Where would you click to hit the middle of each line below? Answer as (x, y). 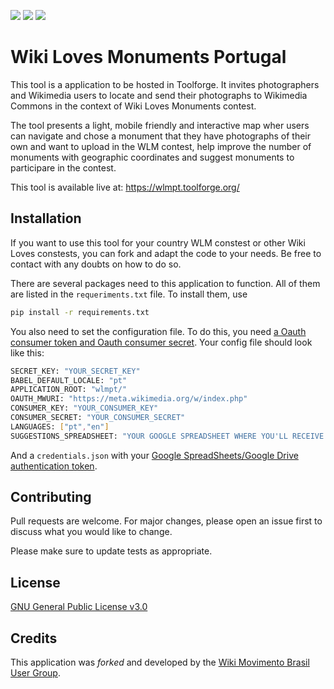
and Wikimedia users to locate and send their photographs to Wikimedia (159, 95)
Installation (46, 218)
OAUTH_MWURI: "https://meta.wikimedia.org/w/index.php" (129, 399)
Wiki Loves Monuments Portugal (148, 57)
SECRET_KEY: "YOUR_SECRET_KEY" (75, 371)
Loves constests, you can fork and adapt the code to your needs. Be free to (166, 253)
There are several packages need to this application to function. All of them (165, 283)
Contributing (51, 497)
